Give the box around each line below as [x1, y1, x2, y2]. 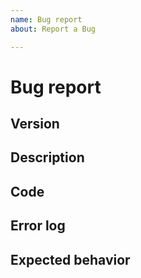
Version [10, 116, 60, 133]
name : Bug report [10, 14, 83, 25]
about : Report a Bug [10, 24, 97, 34]
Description [10, 149, 85, 166]
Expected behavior [10, 251, 131, 268]
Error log [10, 217, 66, 235]
